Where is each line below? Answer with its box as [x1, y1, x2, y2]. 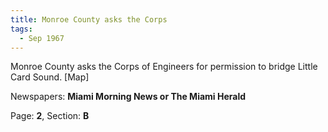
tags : [10, 24, 33, 34]
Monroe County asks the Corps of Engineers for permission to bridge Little [10, 61, 318, 73]
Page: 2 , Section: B [10, 110, 90, 122]
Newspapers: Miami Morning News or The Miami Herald [10, 91, 247, 103]
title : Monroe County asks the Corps [10, 14, 168, 25]
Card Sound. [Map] [10, 71, 90, 83]
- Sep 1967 [19, 33, 65, 43]
